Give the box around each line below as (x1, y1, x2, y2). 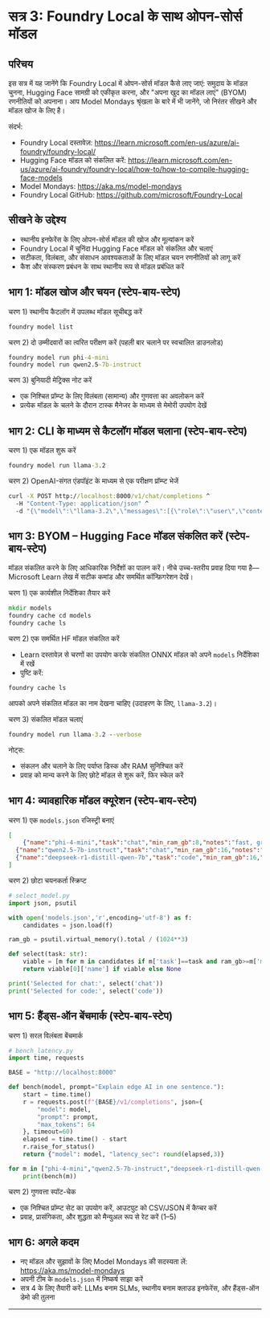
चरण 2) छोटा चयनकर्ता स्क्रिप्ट (8, 875, 87, 885)
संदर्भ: (8, 122, 23, 131)
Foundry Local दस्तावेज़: (19, 138, 93, 147)
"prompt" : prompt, (37, 1112, 99, 1121)
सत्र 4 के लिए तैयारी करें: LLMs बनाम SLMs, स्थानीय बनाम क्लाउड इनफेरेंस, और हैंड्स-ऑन (19, 1283, 260, 1293)
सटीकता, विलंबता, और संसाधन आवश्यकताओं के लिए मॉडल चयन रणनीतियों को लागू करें (19, 252, 241, 262)
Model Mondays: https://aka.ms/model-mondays (19, 182, 182, 191)
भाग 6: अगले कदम (8, 1236, 80, 1250)
